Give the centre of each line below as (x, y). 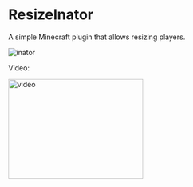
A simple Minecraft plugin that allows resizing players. (97, 37)
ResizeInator (51, 15)
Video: (19, 68)
